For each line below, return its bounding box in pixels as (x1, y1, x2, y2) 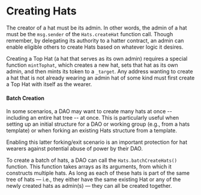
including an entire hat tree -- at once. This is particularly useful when (6, 114, 179, 122)
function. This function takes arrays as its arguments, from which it (6, 163, 172, 170)
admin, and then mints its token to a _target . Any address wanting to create (6, 67, 193, 75)
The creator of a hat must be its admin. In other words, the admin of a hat (6, 24, 187, 31)
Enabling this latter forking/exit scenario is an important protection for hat (6, 138, 188, 146)
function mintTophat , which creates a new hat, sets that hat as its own (6, 61, 178, 69)
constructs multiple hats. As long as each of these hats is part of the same (6, 170, 190, 177)
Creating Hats (6, 4, 77, 18)
